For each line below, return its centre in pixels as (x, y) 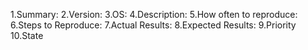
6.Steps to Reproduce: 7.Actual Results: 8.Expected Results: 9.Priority (153, 25)
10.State (27, 35)
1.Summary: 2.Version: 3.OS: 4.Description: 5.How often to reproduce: (154, 14)
